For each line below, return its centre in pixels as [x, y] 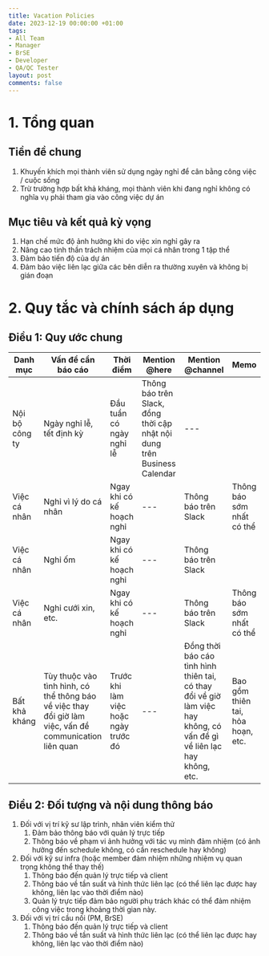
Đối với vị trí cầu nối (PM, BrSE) [72, 918]
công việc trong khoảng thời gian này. [94, 909]
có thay [198, 687]
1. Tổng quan [51, 122]
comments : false [35, 83]
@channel [204, 370]
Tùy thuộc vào [70, 676]
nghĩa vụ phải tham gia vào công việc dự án [92, 196]
